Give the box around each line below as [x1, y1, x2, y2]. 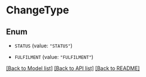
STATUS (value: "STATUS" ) [14, 42, 73, 49]
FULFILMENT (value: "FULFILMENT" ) [14, 54, 93, 60]
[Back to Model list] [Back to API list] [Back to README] [6, 65, 140, 72]
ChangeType [6, 3, 69, 17]
